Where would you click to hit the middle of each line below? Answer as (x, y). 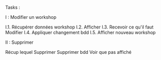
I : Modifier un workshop (31, 17)
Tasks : (13, 7)
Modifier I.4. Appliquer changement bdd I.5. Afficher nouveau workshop (80, 32)
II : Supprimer (20, 42)
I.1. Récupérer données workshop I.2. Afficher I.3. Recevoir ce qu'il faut (79, 27)
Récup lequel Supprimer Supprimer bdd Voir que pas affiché (69, 52)
